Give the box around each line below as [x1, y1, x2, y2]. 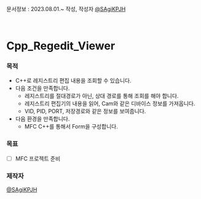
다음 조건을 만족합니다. [15, 84, 70, 92]
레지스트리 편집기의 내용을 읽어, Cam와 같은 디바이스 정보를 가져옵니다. [24, 100, 195, 107]
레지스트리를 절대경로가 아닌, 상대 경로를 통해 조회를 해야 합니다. [24, 92, 179, 100]
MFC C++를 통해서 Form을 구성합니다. [24, 123, 118, 130]
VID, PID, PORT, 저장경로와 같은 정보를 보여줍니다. [24, 108, 146, 115]
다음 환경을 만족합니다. [15, 115, 70, 122]
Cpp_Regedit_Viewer [6, 39, 116, 53]
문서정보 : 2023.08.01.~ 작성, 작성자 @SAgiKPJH [6, 6, 126, 12]
